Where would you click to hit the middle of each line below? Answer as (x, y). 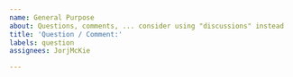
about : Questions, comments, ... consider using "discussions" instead (146, 26)
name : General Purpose (52, 17)
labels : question (42, 43)
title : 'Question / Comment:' (66, 34)
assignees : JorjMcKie (50, 51)
